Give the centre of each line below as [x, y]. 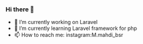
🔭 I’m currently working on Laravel [56, 22]
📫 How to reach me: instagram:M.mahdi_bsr [69, 35]
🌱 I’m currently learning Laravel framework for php [75, 28]
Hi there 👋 [20, 9]
